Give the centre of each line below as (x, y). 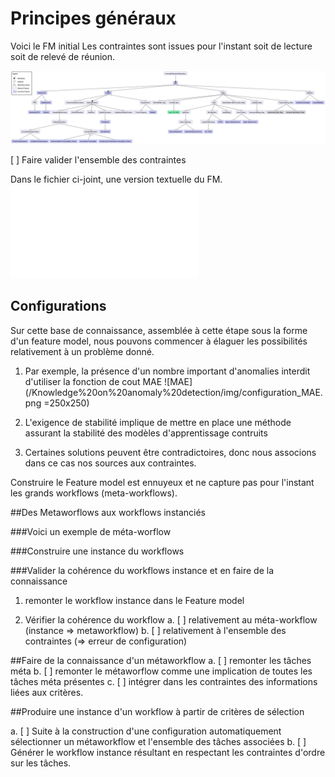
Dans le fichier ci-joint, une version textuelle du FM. (116, 179)
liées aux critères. (47, 692)
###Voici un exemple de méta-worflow (91, 531)
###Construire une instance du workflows (97, 551)
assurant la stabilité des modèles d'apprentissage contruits (146, 433)
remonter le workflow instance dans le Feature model (134, 600)
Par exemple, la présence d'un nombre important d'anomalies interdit (167, 371)
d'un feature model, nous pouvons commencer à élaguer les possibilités (159, 341)
